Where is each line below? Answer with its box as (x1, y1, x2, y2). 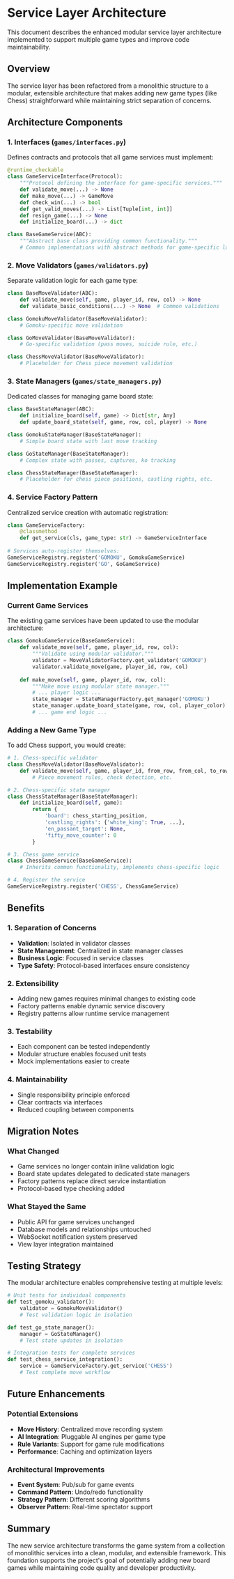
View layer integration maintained (17, 1240, 114, 1248)
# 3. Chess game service (7, 851, 79, 858)
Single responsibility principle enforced (17, 1091, 130, 1099)
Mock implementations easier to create (17, 1057, 130, 1065)
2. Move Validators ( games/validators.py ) (7, 260, 148, 270)
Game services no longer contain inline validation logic (17, 1162, 175, 1171)
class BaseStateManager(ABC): (7, 406, 95, 413)
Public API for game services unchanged (17, 1217, 134, 1226)
